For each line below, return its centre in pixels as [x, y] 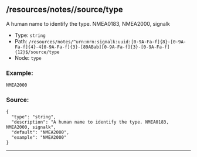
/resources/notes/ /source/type [64, 10]
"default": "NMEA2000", [40, 132]
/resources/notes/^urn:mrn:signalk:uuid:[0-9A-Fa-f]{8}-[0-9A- [107, 42]
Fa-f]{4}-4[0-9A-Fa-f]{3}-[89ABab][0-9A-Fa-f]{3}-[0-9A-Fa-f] [92, 47]
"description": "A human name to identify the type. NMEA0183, [90, 122]
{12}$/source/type [37, 52]
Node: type [28, 57]
